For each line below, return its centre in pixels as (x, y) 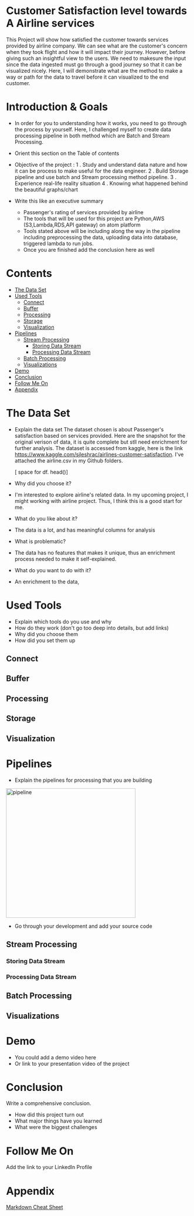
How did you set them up (45, 640)
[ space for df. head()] (41, 472)
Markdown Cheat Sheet (35, 1207)
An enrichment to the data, (47, 582)
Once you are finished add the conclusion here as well (89, 249)
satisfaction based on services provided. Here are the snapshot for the (100, 435)
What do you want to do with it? (53, 570)
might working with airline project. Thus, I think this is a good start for (98, 501)
